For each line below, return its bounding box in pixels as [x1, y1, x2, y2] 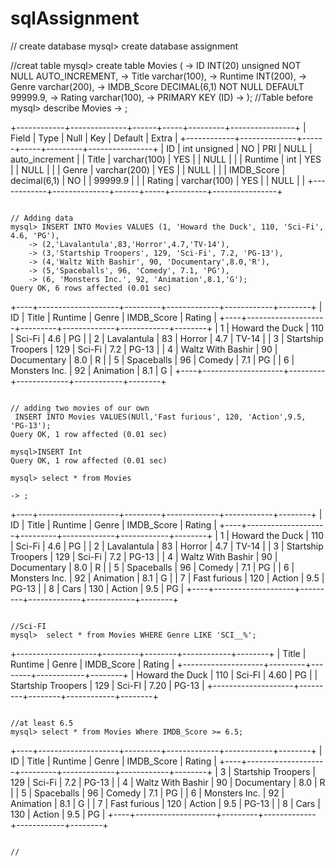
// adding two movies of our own [10, 403, 150, 413]
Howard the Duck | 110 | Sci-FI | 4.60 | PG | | [136, 668, 318, 681]
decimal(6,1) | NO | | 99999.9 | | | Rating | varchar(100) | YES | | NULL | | [10, 174, 306, 186]
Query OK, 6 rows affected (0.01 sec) [10, 283, 172, 293]
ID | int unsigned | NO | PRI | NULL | [166, 142, 313, 154]
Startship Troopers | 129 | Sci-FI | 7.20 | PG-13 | [10, 679, 205, 691]
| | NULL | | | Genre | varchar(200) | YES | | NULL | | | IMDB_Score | [10, 163, 286, 176]
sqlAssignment [10, 7, 140, 30]
